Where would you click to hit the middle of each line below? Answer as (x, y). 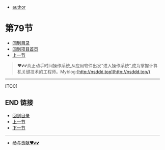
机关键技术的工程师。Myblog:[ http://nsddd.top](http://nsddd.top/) (84, 72)
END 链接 (19, 103)
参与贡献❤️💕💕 (26, 143)
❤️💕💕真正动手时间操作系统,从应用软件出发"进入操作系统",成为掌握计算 (87, 65)
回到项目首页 (25, 49)
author (19, 7)
